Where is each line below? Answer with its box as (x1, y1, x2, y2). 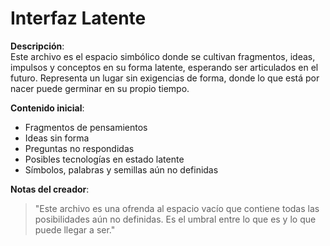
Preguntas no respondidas (24, 142, 135, 154)
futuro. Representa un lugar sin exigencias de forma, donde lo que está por (10, 72, 320, 84)
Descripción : (10, 40, 65, 52)
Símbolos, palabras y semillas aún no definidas (24, 163, 219, 176)
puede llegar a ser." (34, 223, 116, 236)
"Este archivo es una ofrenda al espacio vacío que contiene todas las (34, 202, 320, 214)
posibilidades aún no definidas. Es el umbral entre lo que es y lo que (34, 213, 317, 225)
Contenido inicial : (10, 102, 85, 114)
